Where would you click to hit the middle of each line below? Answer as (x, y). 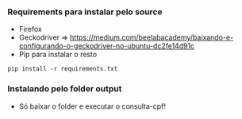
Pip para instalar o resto (58, 55)
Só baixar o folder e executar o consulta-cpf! (92, 106)
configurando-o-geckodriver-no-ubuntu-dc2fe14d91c (107, 46)
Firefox (31, 29)
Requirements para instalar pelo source (85, 12)
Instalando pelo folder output (65, 89)
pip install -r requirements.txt (63, 69)
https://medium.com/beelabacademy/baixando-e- (152, 37)
